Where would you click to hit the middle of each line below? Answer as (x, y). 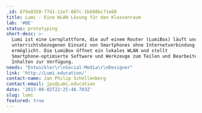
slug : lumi (20, 95)
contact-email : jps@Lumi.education (51, 84)
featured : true (25, 100)
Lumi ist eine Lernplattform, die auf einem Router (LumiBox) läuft (99, 39)
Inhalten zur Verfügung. (43, 62)
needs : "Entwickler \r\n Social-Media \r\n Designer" (70, 67)
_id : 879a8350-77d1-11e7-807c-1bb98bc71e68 (62, 12)
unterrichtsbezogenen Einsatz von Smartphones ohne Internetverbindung (103, 45)
